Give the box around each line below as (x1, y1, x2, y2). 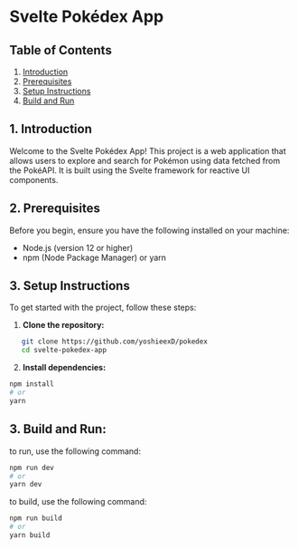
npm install (9, 380, 54, 389)
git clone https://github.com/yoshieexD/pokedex (21, 337, 208, 346)
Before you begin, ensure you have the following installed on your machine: (9, 225, 290, 236)
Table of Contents (9, 43, 113, 58)
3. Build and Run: (9, 421, 107, 437)
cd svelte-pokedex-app (21, 346, 107, 355)
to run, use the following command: (9, 446, 142, 457)
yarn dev (9, 480, 42, 489)
